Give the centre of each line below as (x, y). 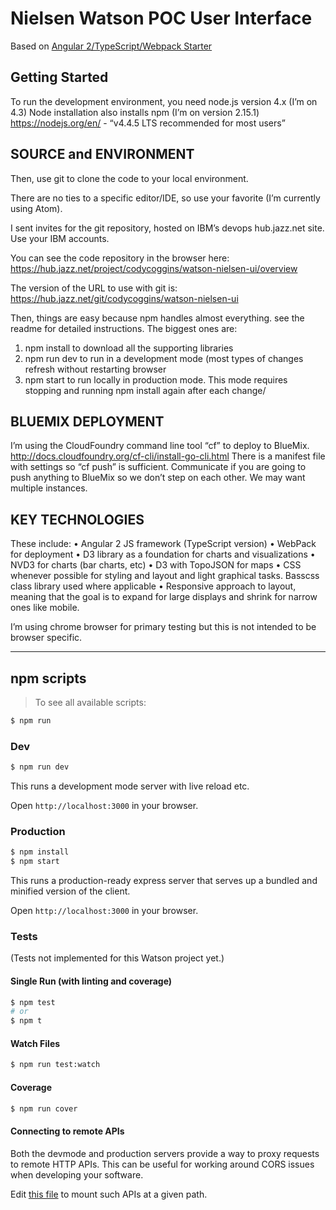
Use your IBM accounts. (60, 238)
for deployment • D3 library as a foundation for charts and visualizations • (163, 554)
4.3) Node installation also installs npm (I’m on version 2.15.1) (135, 112)
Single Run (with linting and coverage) (91, 981)
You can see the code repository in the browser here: (120, 258)
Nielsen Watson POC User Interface (161, 18)
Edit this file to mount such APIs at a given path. (109, 1194)
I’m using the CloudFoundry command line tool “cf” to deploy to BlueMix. (160, 446)
